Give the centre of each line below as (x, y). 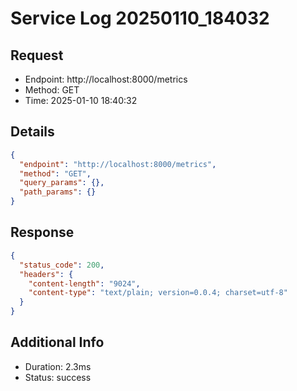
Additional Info (57, 342)
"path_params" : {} (58, 192)
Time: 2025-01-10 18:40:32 (81, 100)
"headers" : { (46, 274)
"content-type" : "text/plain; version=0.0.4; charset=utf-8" (158, 293)
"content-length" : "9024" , (84, 283)
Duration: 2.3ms (58, 366)
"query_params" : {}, (62, 183)
